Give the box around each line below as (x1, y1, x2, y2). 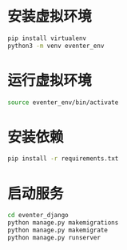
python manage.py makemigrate (7, 226, 109, 234)
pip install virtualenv (7, 34, 87, 42)
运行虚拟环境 (7, 71, 93, 89)
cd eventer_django (7, 212, 69, 220)
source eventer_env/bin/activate (7, 98, 119, 107)
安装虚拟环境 (7, 7, 93, 26)
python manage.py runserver (7, 233, 101, 241)
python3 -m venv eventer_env (7, 42, 105, 50)
